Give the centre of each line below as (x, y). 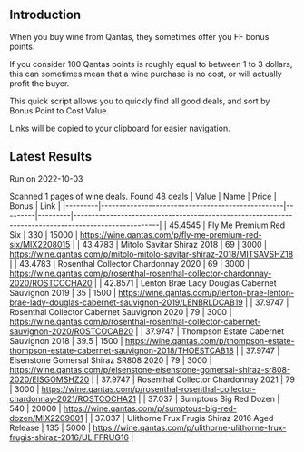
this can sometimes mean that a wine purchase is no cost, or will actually (146, 74)
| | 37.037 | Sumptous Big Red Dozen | (209, 398)
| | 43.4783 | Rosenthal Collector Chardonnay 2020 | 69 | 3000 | (130, 263)
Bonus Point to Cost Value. (59, 110)
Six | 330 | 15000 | (44, 234)
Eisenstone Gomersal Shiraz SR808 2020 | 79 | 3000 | (111, 360)
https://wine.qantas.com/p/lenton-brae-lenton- (206, 292)
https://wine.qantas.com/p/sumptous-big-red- (150, 408)
